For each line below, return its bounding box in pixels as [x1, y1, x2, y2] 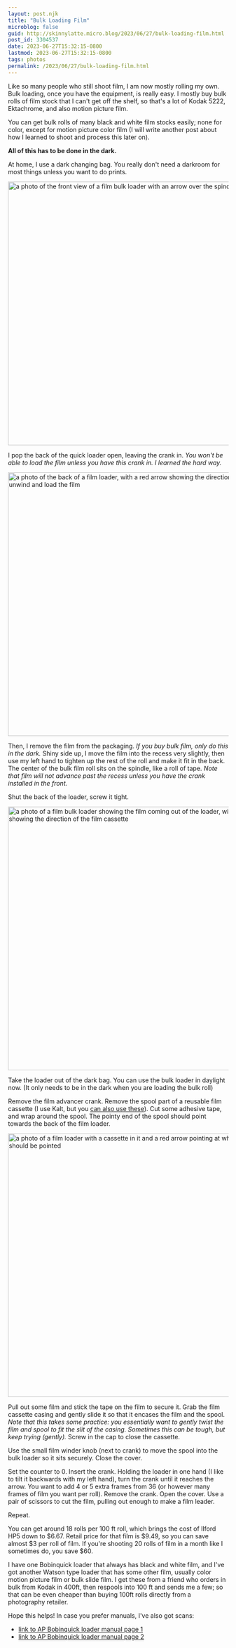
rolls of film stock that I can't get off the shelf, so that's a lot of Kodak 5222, [8, 96, 226, 105]
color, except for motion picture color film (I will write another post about [8, 125, 217, 134]
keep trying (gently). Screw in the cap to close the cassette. [8, 1432, 181, 1441]
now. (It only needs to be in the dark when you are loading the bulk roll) [8, 1083, 214, 1091]
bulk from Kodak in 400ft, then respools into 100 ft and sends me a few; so [8, 1583, 223, 1591]
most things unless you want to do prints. [8, 167, 127, 176]
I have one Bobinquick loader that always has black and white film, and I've [8, 1560, 225, 1569]
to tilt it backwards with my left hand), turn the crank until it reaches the [8, 1474, 214, 1483]
